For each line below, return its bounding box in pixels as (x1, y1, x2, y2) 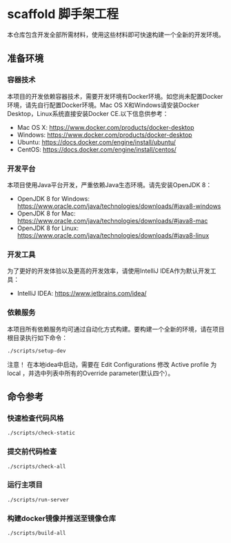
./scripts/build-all (7, 530, 67, 537)
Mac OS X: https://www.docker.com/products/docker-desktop (17, 123, 194, 131)
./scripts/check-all (7, 463, 67, 470)
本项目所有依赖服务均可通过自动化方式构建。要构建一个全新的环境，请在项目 (7, 325, 225, 333)
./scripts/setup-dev (7, 347, 67, 354)
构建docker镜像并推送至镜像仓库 (7, 513, 116, 523)
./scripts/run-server (7, 496, 70, 503)
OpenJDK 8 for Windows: (17, 194, 90, 202)
